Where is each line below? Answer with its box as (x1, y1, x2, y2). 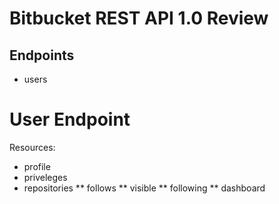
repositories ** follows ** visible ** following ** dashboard (23, 182, 266, 194)
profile (23, 160, 51, 172)
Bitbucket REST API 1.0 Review (9, 7, 269, 30)
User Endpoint (9, 108, 131, 131)
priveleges (23, 171, 68, 183)
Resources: (9, 141, 56, 153)
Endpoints (9, 47, 75, 64)
